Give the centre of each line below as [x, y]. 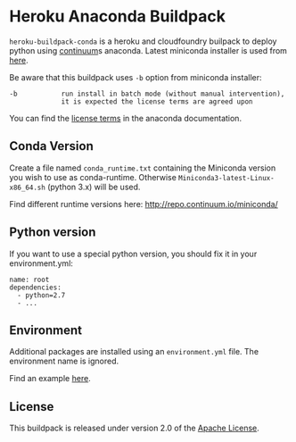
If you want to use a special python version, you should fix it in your [133, 254]
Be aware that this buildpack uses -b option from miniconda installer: [136, 77]
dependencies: [36, 288]
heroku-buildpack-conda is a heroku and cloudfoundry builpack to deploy [143, 41]
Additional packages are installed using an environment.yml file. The [134, 352]
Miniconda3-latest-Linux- [226, 178]
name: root [29, 279]
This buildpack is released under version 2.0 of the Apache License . [135, 428]
